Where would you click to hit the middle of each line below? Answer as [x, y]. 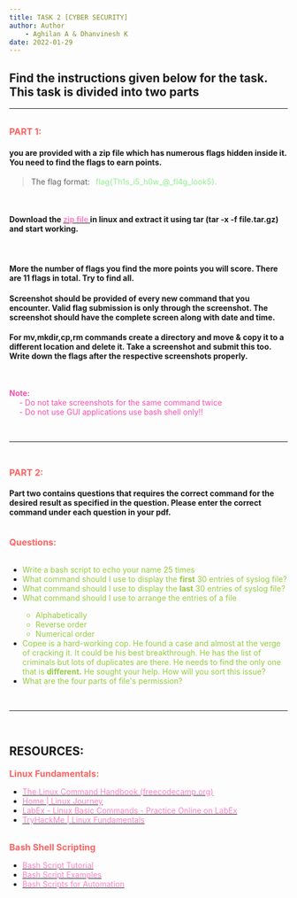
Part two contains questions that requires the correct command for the [142, 493]
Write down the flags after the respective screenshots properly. [129, 356]
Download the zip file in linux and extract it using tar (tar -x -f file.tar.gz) [144, 219]
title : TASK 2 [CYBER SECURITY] [69, 17]
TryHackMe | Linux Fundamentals [83, 819]
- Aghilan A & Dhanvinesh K [76, 34]
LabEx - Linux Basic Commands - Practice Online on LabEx [129, 810]
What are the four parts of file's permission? [102, 681]
